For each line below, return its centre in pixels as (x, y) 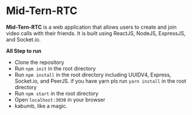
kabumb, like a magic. (41, 106)
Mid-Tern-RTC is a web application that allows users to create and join (91, 27)
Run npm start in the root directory (56, 93)
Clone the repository (39, 62)
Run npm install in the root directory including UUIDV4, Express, (93, 75)
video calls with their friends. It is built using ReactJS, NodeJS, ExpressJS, (96, 33)
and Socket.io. (23, 39)
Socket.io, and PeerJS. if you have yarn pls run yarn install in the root (100, 81)
